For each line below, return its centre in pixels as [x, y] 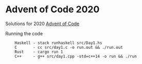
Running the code [24, 33]
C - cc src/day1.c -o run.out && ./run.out [69, 47]
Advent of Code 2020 [52, 9]
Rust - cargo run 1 [39, 52]
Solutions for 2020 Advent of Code [42, 24]
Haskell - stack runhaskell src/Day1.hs [58, 43]
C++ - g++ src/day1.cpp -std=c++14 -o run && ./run [76, 56]
